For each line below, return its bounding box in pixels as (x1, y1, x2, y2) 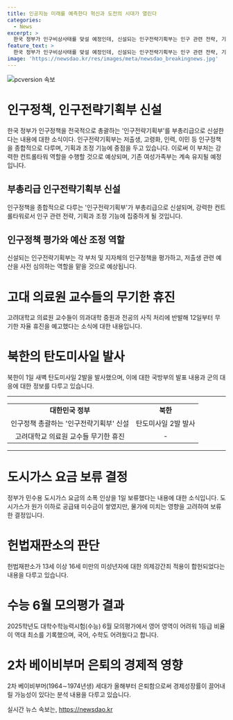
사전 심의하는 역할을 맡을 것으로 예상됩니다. (19, 262, 137, 271)
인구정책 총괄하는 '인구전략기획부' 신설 (10, 419, 130, 429)
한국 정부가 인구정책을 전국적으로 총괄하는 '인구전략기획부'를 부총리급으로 (7, 126, 206, 135)
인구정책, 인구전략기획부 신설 (7, 102, 162, 118)
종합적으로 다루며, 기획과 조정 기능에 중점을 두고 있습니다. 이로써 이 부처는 (14, 144, 214, 152)
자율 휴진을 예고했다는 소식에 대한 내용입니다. (19, 322, 143, 330)
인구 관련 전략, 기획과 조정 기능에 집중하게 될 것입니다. (37, 212, 183, 220)
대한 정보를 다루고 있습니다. (19, 382, 95, 391)
